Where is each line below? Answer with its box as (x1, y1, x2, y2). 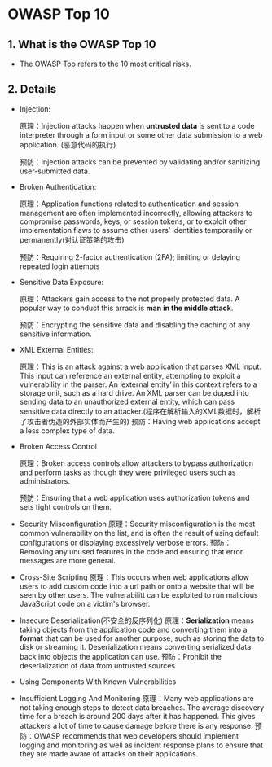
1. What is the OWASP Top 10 (7, 37, 156, 51)
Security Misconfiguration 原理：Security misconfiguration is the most (19, 519, 256, 528)
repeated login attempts (19, 261, 100, 271)
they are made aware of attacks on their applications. (19, 748, 199, 758)
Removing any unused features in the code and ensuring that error (19, 546, 243, 556)
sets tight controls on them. (19, 502, 112, 511)
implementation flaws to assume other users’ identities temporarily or (19, 225, 252, 234)
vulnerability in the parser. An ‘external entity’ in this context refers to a (19, 379, 257, 389)
